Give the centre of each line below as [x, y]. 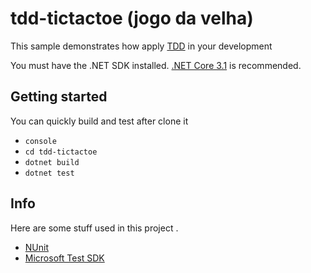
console [40, 141]
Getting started [59, 97]
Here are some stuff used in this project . [94, 228]
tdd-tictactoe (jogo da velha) [132, 18]
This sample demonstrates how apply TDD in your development [141, 46]
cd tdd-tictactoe [61, 152]
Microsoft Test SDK [64, 258]
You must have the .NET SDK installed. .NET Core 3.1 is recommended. [156, 65]
